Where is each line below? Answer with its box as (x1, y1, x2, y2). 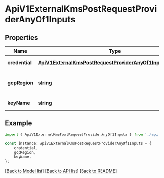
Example (5, 119, 32, 128)
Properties (5, 33, 38, 42)
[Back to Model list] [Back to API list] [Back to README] (5, 168, 117, 174)
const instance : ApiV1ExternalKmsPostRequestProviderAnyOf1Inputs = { (5, 141, 152, 146)
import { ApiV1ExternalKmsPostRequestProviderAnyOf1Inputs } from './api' (5, 132, 161, 137)
